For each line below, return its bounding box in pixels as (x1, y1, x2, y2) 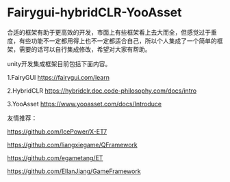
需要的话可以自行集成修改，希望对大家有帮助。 (18, 45, 151, 53)
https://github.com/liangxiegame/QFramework (7, 140, 138, 149)
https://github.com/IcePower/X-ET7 (7, 127, 107, 136)
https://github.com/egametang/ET (7, 153, 103, 162)
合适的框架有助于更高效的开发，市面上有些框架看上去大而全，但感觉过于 (7, 28, 211, 36)
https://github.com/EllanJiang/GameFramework (7, 167, 142, 175)
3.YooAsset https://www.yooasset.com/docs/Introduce (7, 100, 162, 108)
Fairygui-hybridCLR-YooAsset (7, 5, 183, 20)
